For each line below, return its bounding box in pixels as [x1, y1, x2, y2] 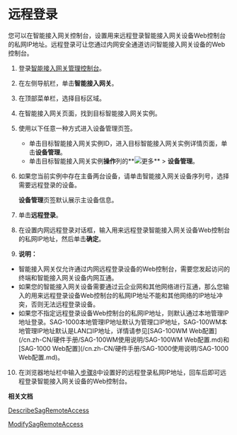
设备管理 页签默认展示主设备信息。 [18, 195, 118, 204]
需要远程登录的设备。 [18, 180, 81, 189]
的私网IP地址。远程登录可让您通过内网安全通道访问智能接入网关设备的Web [8, 40, 226, 48]
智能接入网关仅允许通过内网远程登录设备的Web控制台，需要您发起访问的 [18, 265, 231, 273]
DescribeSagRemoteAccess [8, 406, 89, 414]
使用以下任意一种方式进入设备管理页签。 [18, 124, 137, 132]
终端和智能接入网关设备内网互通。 [18, 273, 118, 282]
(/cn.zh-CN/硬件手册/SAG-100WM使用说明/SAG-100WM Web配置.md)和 [18, 335, 230, 344]
